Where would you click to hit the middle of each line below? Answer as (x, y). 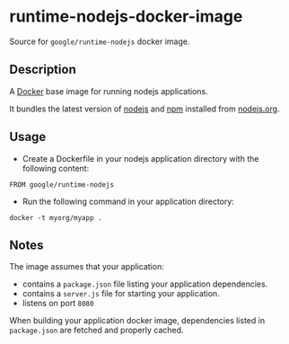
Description (43, 70)
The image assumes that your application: (87, 267)
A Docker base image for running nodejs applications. (109, 91)
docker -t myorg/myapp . (56, 217)
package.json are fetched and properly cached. (96, 331)
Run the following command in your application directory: (128, 201)
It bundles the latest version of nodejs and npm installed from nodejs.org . (144, 109)
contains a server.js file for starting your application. (121, 294)
